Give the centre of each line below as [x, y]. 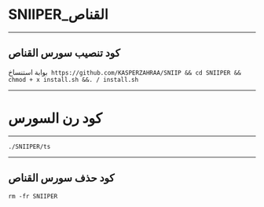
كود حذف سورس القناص [62, 178]
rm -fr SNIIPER [33, 196]
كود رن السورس [55, 118]
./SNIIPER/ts [29, 146]
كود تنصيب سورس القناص [64, 53]
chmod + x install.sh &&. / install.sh [73, 79]
